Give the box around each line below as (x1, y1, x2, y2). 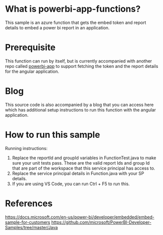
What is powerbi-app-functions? (5, 3, 141, 15)
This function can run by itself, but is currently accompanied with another (5, 58, 152, 64)
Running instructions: (5, 145, 48, 151)
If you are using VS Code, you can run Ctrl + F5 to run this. (12, 181, 130, 187)
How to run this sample (5, 129, 100, 140)
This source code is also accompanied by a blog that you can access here (5, 102, 154, 107)
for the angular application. (5, 68, 59, 74)
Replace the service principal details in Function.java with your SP (12, 170, 145, 176)
